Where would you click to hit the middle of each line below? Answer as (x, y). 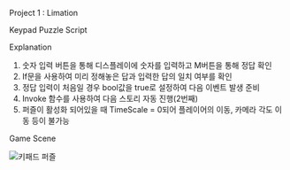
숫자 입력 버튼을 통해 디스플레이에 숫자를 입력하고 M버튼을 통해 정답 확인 (147, 65)
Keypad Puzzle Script (48, 30)
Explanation (31, 47)
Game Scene (33, 138)
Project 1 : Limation (44, 13)
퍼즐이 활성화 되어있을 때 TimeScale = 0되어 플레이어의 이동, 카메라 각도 (147, 109)
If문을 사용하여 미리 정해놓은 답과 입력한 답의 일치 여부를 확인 (127, 76)
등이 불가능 (50, 120)
